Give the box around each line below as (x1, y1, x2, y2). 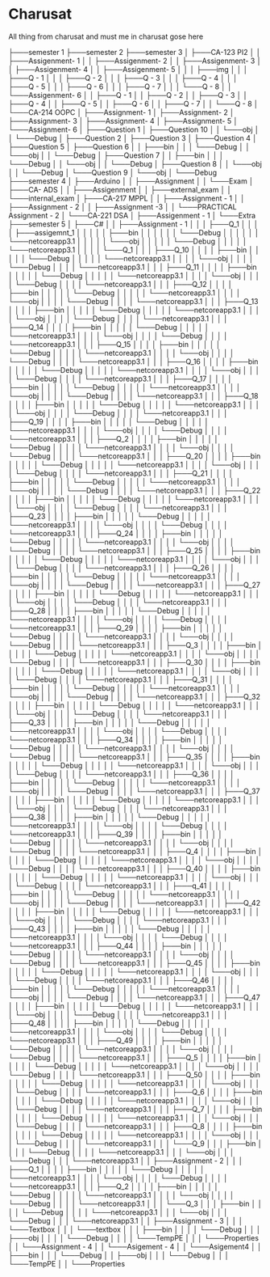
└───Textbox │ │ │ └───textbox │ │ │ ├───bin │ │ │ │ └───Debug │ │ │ (8, 1224, 262, 1234)
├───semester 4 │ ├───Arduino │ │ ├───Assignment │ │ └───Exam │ (8, 175, 254, 186)
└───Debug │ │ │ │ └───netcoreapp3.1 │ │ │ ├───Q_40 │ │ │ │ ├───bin (8, 863, 261, 873)
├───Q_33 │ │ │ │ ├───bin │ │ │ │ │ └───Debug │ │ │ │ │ (8, 717, 211, 727)
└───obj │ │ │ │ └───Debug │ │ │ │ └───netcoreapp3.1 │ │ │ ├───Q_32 (8, 691, 260, 701)
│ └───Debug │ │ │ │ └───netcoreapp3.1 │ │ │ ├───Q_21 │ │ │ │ (8, 468, 234, 478)
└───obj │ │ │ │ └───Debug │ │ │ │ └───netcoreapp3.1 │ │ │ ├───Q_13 (8, 296, 259, 306)
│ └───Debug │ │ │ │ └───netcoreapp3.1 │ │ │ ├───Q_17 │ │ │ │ (8, 374, 232, 383)
